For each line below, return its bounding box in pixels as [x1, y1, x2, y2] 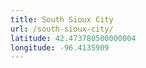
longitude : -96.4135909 [10, 42, 110, 53]
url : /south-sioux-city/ [10, 24, 114, 34]
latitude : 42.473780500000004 [10, 33, 137, 43]
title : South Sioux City [10, 14, 114, 25]
